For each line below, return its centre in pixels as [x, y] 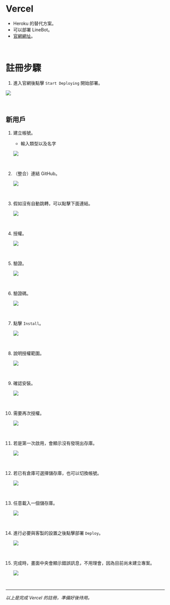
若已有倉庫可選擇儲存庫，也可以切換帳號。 [57, 473]
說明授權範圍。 [29, 353]
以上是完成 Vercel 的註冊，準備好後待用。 [49, 597]
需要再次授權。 [29, 413]
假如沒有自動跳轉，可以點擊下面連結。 [53, 203]
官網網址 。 [24, 36]
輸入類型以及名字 [38, 143]
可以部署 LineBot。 [33, 30]
